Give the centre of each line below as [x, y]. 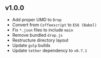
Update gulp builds [31, 45]
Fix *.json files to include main [42, 30]
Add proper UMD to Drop [37, 19]
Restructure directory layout [40, 40]
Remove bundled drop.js [37, 35]
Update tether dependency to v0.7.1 [50, 50]
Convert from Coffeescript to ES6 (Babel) [54, 25]
